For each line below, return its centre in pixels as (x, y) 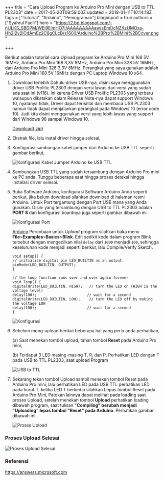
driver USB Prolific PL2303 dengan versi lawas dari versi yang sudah (82, 88)
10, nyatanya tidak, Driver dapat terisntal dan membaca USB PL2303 (81, 103)
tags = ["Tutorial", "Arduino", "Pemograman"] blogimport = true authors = (79, 17)
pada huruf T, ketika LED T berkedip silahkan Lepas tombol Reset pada (84, 389)
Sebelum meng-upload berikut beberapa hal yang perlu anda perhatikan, (86, 331)
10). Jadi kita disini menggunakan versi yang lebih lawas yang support (83, 114)
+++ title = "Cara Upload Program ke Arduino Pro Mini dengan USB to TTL (80, 7)
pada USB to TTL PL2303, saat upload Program (60, 360)
